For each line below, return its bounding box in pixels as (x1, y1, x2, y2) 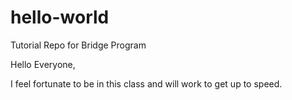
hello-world (10, 6, 110, 29)
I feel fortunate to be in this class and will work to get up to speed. (10, 77, 283, 90)
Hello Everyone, (10, 58, 76, 70)
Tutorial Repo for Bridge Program (10, 39, 147, 51)
